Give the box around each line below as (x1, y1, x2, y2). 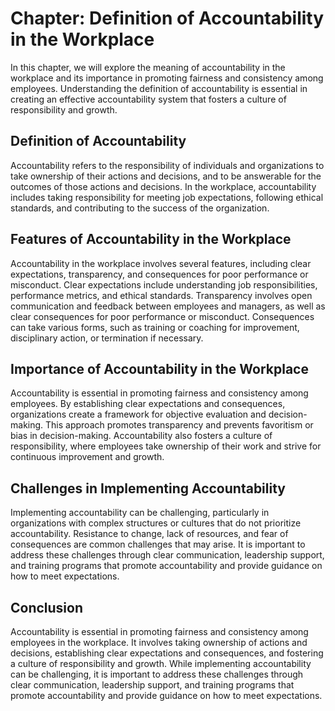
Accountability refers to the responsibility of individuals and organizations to (10, 159, 325, 171)
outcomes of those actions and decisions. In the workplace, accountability (10, 180, 317, 192)
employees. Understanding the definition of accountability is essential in (10, 82, 308, 94)
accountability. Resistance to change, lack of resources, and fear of (10, 528, 289, 540)
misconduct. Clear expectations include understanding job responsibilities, (10, 278, 318, 291)
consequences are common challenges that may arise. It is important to (10, 538, 306, 551)
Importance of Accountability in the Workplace (10, 360, 309, 377)
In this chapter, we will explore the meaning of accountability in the (10, 61, 286, 73)
